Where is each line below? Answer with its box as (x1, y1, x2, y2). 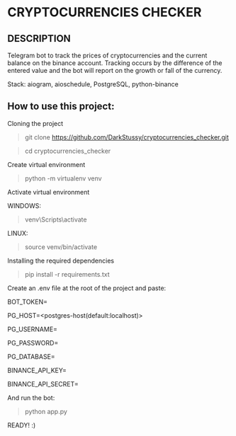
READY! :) (7, 420, 36, 429)
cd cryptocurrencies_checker (24, 147, 111, 155)
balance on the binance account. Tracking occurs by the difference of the (7, 59, 223, 67)
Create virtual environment (7, 160, 86, 168)
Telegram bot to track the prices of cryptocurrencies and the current (7, 51, 208, 59)
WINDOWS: (7, 201, 41, 210)
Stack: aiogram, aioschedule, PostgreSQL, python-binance (7, 80, 179, 88)
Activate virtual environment (7, 188, 90, 196)
